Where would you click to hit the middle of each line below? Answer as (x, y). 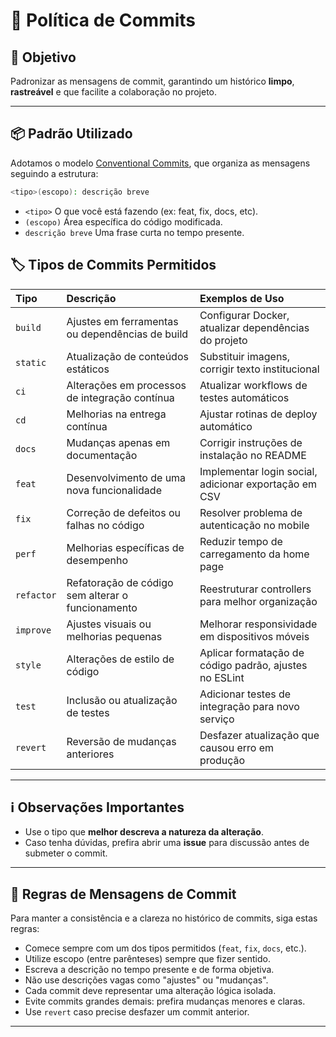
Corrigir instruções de (251, 442)
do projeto (223, 340)
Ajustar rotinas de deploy (258, 414)
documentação (102, 455)
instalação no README (253, 455)
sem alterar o (97, 595)
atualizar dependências (254, 327)
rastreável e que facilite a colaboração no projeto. (114, 92)
